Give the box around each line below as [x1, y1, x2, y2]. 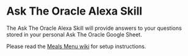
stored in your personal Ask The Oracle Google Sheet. [6, 30, 142, 38]
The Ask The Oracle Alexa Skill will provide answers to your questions [6, 24, 182, 32]
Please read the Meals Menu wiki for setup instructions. [6, 43, 146, 50]
